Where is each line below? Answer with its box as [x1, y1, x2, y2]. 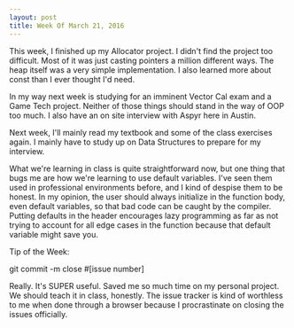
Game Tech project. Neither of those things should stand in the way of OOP [9, 100, 285, 111]
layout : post [9, 12, 58, 22]
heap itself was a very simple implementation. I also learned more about [9, 64, 272, 75]
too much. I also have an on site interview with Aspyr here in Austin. [9, 110, 257, 121]
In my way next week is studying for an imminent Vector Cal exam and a [9, 90, 272, 102]
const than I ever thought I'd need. [9, 74, 135, 84]
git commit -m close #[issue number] [9, 263, 144, 274]
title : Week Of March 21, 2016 [9, 21, 125, 30]
